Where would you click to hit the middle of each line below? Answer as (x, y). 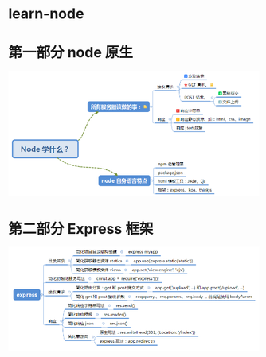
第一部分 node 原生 (71, 53)
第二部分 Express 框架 (81, 229)
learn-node (46, 14)
